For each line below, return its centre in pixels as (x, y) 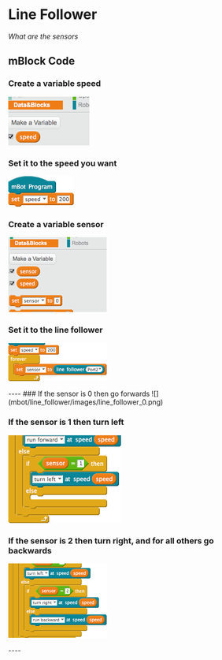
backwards (30, 550)
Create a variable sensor (56, 224)
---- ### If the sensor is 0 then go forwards (79, 393)
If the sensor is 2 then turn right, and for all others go (111, 540)
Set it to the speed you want (63, 163)
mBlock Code (42, 61)
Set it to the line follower (55, 330)
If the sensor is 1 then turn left (66, 422)
